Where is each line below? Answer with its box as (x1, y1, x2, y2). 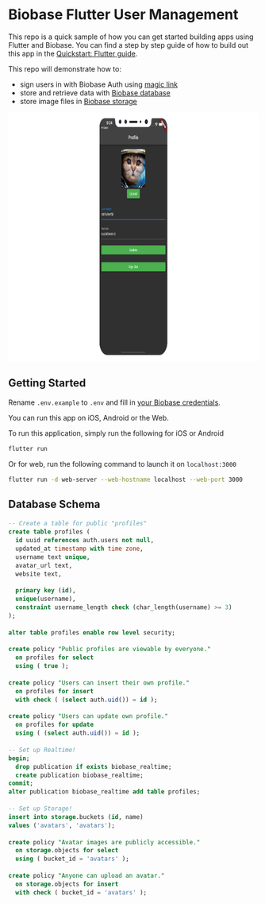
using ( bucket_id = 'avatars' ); (15, 855, 129, 863)
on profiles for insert (15, 687, 94, 695)
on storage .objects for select (15, 847, 119, 855)
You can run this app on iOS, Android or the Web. (8, 413, 169, 422)
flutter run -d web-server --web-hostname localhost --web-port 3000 (8, 475, 244, 483)
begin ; (8, 754, 30, 762)
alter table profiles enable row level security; (8, 628, 176, 637)
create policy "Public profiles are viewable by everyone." (8, 646, 212, 654)
